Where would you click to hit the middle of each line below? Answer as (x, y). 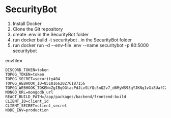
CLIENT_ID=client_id (27, 101)
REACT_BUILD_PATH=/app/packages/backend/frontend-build (66, 97)
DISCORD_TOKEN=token (27, 70)
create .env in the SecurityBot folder (51, 34)
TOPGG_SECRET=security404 (33, 79)
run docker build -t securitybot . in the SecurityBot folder (72, 40)
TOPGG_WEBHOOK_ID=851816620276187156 (45, 83)
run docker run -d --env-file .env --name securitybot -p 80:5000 (81, 45)
